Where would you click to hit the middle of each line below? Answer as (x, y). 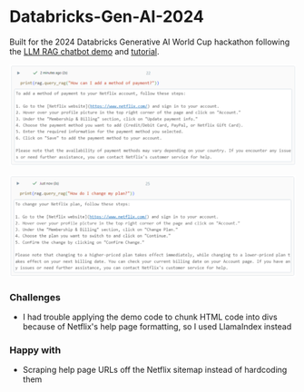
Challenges (35, 297)
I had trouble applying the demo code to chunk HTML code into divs (150, 317)
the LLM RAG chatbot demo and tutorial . (84, 51)
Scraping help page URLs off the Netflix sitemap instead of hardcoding (155, 370)
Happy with (35, 349)
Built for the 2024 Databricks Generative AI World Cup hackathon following (150, 42)
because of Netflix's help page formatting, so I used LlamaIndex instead (157, 327)
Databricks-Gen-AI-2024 (107, 17)
